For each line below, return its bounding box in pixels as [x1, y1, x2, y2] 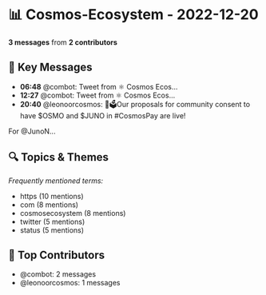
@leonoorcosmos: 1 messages [19, 278, 121, 288]
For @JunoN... [8, 126, 56, 136]
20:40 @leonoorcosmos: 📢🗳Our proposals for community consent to [19, 99, 250, 109]
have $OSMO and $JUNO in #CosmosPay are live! [19, 110, 186, 120]
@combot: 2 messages [19, 269, 97, 279]
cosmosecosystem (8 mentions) [19, 208, 126, 217]
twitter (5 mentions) [19, 217, 85, 226]
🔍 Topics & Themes [8, 150, 109, 164]
